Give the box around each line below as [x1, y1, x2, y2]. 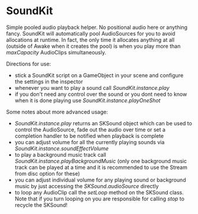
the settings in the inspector [14, 78, 83, 85]
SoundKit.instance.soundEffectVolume [14, 145, 109, 152]
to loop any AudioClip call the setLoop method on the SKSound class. [14, 189, 184, 196]
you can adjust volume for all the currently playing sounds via [14, 138, 165, 145]
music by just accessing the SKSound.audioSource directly [14, 182, 159, 190]
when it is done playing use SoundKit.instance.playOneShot [14, 96, 161, 104]
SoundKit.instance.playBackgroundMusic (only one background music [14, 157, 187, 164]
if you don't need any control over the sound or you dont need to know [14, 90, 187, 98]
